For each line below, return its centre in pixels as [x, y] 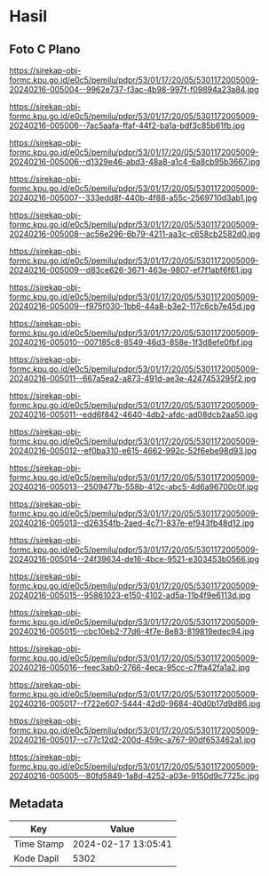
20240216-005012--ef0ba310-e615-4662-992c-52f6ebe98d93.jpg [133, 450]
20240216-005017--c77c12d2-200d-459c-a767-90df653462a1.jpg [132, 739]
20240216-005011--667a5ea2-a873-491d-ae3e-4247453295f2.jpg [133, 378]
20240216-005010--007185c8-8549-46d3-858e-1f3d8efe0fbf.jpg [131, 342]
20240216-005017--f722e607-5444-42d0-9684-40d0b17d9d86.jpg [135, 703]
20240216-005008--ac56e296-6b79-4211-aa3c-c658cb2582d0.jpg [134, 234]
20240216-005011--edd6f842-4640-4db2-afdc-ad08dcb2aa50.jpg [134, 414]
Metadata [36, 804]
